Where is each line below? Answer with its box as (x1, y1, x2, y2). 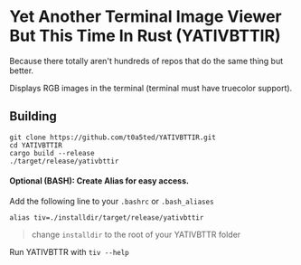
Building (9, 109, 57, 124)
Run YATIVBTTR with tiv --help (9, 246, 129, 257)
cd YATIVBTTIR (9, 140, 63, 150)
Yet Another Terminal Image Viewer (9, 6, 282, 27)
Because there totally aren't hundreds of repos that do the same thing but (9, 55, 283, 66)
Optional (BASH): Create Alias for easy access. (9, 175, 190, 186)
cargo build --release (9, 148, 95, 157)
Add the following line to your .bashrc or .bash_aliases (9, 195, 214, 206)
